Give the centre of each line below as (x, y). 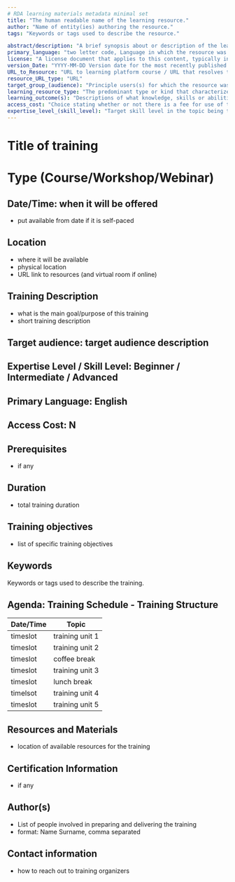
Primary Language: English (67, 401)
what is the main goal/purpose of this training (83, 313)
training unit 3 (76, 670)
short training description (54, 320)
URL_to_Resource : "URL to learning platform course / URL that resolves (115, 72)
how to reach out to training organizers (73, 871)
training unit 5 (76, 705)
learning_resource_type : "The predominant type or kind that (98, 92)
